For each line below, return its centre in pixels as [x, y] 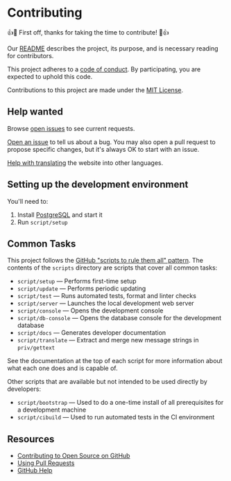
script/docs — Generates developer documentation [92, 333]
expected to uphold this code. [50, 76]
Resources [31, 439]
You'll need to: [28, 201]
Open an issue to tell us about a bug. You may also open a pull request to [112, 142]
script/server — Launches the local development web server [105, 304]
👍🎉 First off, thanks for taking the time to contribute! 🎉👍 [88, 32]
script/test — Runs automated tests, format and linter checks [106, 296]
